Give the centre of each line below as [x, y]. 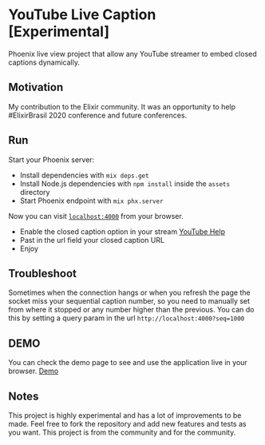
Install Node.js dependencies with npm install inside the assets [125, 183]
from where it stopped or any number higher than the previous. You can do [131, 310]
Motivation [36, 87]
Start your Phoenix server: [51, 159]
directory [35, 192]
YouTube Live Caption [82, 15]
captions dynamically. [44, 62]
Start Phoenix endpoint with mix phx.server [91, 201]
